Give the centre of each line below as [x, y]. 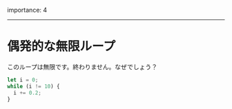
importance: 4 [27, 10]
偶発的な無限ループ [61, 47]
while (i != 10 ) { [33, 86]
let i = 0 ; [23, 80]
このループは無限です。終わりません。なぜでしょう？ [82, 67]
